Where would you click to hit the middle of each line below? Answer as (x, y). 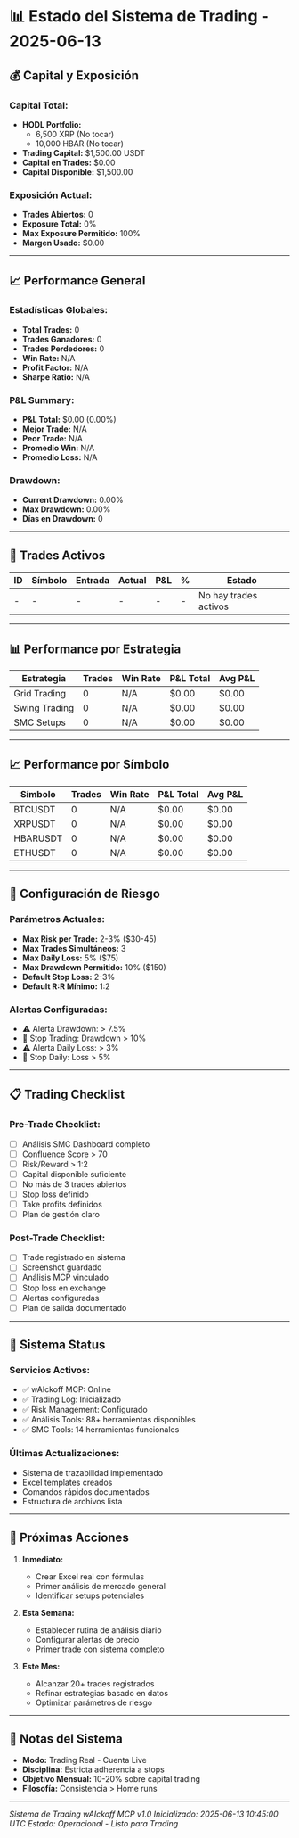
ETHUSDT (35, 853)
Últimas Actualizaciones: (65, 1454)
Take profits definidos (62, 1204)
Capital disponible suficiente (74, 1174)
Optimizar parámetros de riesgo (94, 1702)
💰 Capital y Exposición (74, 75)
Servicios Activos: (50, 1371)
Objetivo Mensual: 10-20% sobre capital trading (111, 1779)
